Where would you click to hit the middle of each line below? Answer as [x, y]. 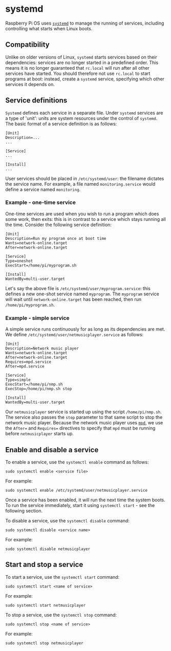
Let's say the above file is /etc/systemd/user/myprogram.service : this [78, 288]
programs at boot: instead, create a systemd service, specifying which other [85, 79]
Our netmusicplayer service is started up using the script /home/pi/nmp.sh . [84, 412]
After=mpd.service [25, 367]
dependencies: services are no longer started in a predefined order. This [82, 63]
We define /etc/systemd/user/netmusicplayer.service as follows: [74, 335]
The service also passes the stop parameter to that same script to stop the [84, 417]
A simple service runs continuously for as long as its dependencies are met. [85, 329]
